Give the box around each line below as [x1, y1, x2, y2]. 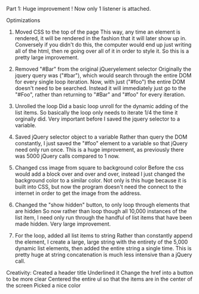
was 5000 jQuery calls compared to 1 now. [14, 152, 120, 160]
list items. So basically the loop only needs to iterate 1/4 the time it [14, 109, 178, 116]
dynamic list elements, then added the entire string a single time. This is [14, 245, 192, 251]
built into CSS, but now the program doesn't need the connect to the [14, 183, 183, 190]
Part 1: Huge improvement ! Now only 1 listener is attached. [6, 5, 151, 12]
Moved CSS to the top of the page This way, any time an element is [14, 28, 180, 35]
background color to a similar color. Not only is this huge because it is [14, 177, 187, 184]
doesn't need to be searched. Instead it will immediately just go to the [14, 85, 186, 92]
